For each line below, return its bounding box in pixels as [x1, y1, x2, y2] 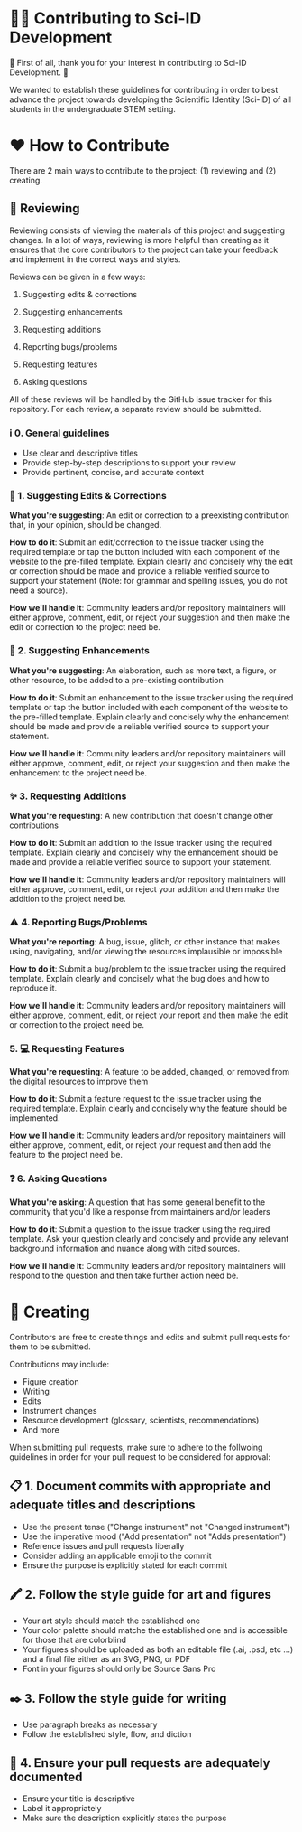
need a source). [9, 585, 69, 596]
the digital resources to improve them [9, 1076, 149, 1087]
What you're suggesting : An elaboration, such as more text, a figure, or [9, 664, 277, 676]
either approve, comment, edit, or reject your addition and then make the [9, 883, 279, 894]
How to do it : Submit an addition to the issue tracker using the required [9, 837, 273, 848]
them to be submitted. [9, 1341, 92, 1352]
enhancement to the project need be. [9, 767, 147, 778]
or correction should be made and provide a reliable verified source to [9, 566, 270, 577]
